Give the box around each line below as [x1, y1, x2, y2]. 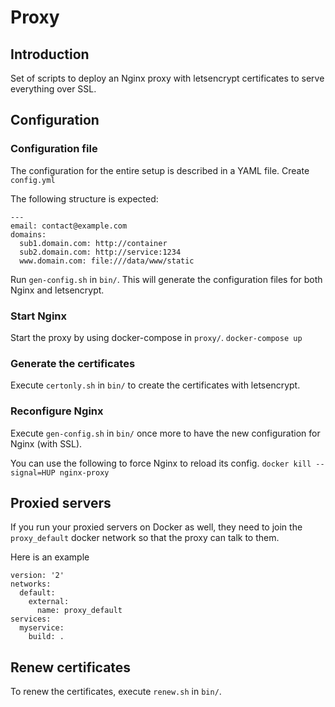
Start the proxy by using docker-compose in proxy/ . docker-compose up [10, 331, 303, 343]
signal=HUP [10, 467, 56, 478]
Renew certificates [10, 659, 132, 676]
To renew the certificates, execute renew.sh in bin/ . [10, 686, 222, 698]
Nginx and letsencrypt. [10, 284, 105, 296]
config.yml [10, 175, 56, 185]
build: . [28, 632, 65, 642]
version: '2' [10, 571, 65, 581]
